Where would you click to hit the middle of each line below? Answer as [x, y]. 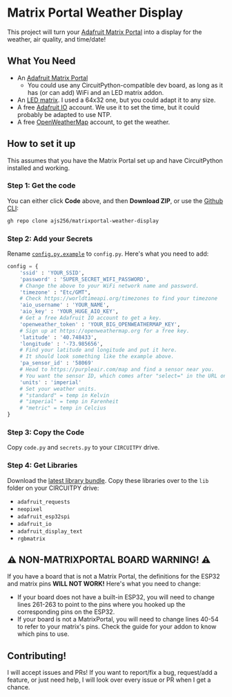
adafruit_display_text [50, 531]
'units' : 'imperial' [50, 382]
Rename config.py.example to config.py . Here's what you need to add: [108, 254]
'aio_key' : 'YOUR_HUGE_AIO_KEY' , [69, 312]
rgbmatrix [31, 538]
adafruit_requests [43, 502]
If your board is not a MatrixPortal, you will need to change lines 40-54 [118, 619]
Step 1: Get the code [41, 186]
